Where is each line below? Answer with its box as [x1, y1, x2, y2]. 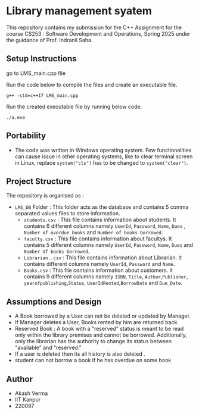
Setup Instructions [6, 54, 77, 64]
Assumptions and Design [6, 296, 102, 307]
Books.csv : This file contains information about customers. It [23, 266, 173, 274]
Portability [6, 131, 46, 141]
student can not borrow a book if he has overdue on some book [14, 357, 172, 364]
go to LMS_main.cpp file [6, 70, 66, 77]
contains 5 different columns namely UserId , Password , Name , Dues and [23, 241, 194, 249]
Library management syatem [6, 4, 152, 18]
